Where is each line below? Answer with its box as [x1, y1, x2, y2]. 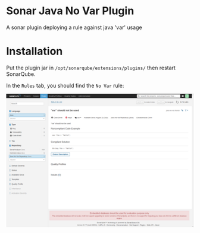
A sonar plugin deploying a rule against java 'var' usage [6, 24, 142, 31]
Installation [6, 44, 63, 58]
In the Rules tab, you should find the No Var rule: [6, 82, 124, 89]
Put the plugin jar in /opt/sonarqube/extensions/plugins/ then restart [6, 64, 176, 71]
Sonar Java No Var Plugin [6, 4, 135, 18]
